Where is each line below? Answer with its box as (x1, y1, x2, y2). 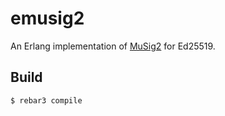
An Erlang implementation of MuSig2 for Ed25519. (10, 40, 216, 52)
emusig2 (10, 7, 85, 30)
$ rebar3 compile (10, 95, 83, 106)
